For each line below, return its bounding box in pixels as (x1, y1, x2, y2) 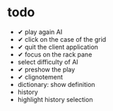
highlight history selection (17, 95, 93, 103)
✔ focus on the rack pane (17, 50, 93, 59)
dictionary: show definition (17, 80, 95, 88)
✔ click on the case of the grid (17, 35, 107, 43)
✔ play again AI (17, 28, 63, 36)
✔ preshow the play (17, 65, 76, 74)
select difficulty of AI (17, 57, 79, 66)
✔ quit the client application (17, 42, 99, 51)
